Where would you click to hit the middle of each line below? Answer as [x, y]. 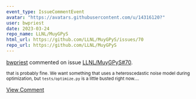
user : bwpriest [25, 23]
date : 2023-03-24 [28, 28]
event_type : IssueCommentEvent [45, 12]
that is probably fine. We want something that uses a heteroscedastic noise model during [98, 73]
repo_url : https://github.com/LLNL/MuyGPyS [62, 46]
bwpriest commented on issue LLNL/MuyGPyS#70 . [70, 62]
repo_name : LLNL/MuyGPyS [37, 34]
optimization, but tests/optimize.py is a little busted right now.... [73, 79]
